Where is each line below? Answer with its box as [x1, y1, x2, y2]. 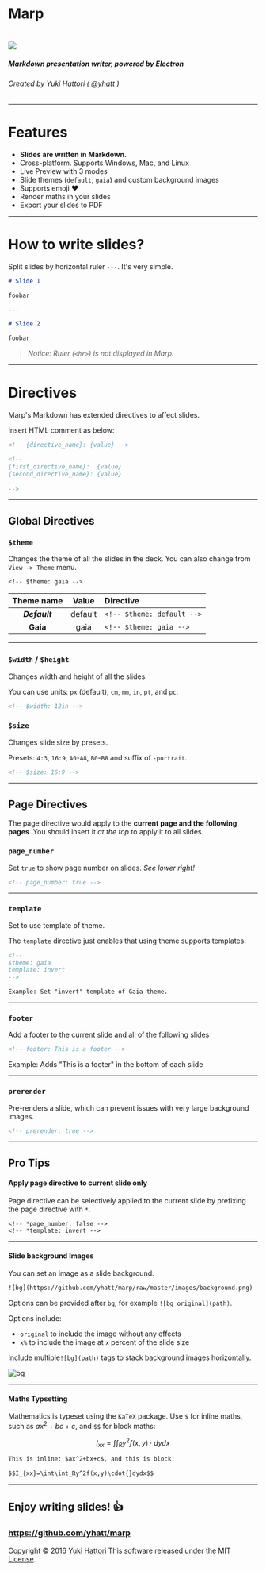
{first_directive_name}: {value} [8, 462, 123, 471]
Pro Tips [8, 1156, 51, 1169]
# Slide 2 [8, 320, 41, 328]
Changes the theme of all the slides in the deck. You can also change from [8, 554, 251, 564]
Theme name [12, 595, 63, 606]
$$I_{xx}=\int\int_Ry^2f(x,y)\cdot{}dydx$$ [8, 1469, 154, 1477]
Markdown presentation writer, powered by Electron [8, 59, 184, 68]
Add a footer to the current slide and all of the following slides [8, 1030, 210, 1040]
